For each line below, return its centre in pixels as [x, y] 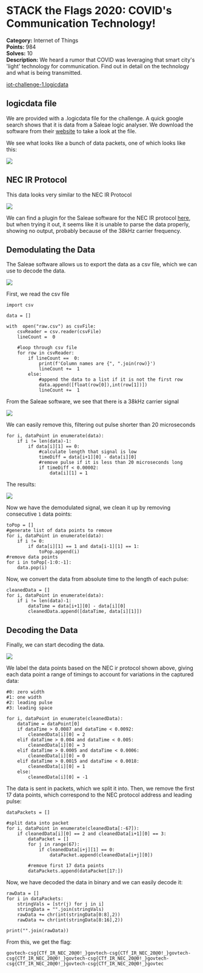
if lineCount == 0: [54, 358]
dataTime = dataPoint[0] [48, 724]
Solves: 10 [20, 53]
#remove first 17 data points [66, 866]
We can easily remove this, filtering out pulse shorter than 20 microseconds [101, 425]
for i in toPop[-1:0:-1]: [39, 563]
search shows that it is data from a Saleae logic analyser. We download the [100, 125]
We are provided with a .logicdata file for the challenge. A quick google [95, 118]
